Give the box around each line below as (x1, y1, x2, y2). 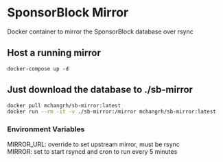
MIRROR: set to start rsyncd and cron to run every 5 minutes (7, 147, 178, 155)
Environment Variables (7, 124, 85, 134)
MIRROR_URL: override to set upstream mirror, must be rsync (7, 140, 180, 148)
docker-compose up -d (7, 65, 69, 72)
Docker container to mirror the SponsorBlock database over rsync (7, 27, 193, 36)
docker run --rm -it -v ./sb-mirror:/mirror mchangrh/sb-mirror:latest (7, 108, 216, 116)
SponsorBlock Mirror (7, 5, 129, 21)
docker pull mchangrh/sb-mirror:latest (7, 102, 121, 109)
